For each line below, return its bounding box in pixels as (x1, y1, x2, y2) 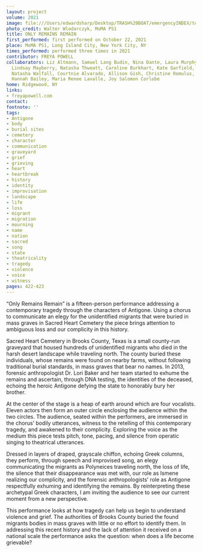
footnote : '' (6, 104, 39, 110)
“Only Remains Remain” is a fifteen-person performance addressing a (6, 300, 179, 307)
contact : (6, 98, 28, 104)
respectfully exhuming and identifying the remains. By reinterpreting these (6, 482, 191, 489)
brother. (6, 388, 26, 395)
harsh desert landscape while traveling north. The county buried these (6, 350, 181, 357)
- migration (6, 216, 36, 222)
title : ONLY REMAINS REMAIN (6, 31, 77, 37)
